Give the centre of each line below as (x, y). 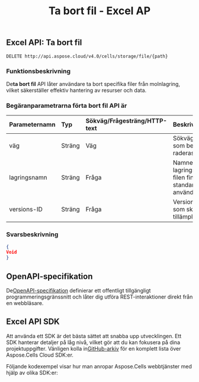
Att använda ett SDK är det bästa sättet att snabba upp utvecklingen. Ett (94, 336)
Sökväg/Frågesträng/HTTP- (126, 121)
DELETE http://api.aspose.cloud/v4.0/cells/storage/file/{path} (87, 56)
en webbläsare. (25, 303)
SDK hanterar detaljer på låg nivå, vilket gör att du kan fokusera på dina (93, 342)
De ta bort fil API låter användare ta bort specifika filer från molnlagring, (93, 84)
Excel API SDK (33, 322)
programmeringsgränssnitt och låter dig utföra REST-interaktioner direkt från (99, 297)
